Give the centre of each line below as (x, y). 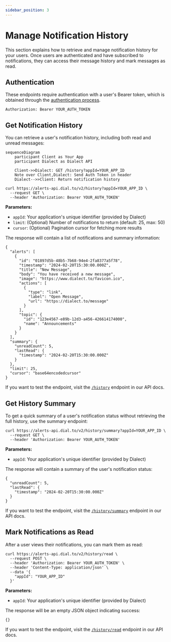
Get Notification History (44, 125)
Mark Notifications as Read (49, 532)
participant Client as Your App (49, 157)
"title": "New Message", (45, 270)
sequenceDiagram (23, 153)
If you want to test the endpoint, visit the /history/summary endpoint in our (83, 510)
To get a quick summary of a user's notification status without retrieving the (85, 416)
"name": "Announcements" (50, 324)
